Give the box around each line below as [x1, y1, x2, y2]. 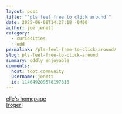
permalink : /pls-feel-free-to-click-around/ [6, 47, 117, 53]
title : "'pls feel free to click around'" [6, 14, 111, 20]
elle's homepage [6, 95, 46, 102]
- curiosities [11, 36, 46, 42]
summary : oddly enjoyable [6, 57, 69, 63]
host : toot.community [11, 68, 65, 74]
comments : [6, 63, 30, 69]
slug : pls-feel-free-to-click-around [6, 52, 99, 58]
